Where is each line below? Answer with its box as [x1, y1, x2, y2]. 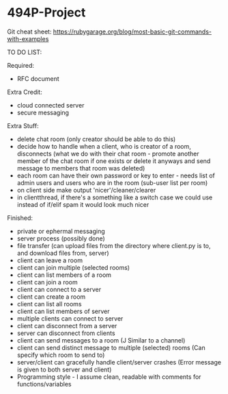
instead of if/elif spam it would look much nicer [16, 200, 149, 208]
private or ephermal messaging [16, 227, 105, 235]
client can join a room [16, 278, 79, 286]
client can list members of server [16, 307, 111, 315]
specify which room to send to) [16, 351, 105, 359]
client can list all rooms [16, 299, 82, 308]
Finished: [7, 214, 33, 222]
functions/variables [16, 380, 72, 388]
